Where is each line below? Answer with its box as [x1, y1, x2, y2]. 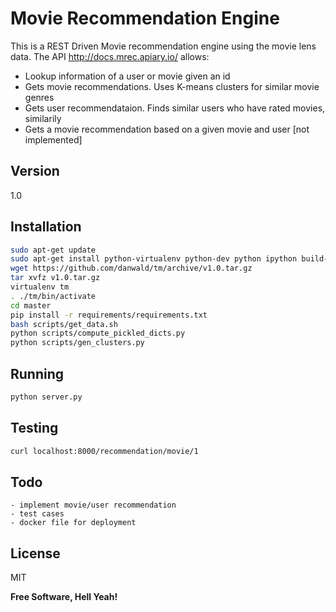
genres [24, 91, 55, 103]
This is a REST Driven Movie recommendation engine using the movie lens [10, 40, 317, 52]
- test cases [10, 509, 65, 519]
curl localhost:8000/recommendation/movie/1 [10, 446, 199, 456]
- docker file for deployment [10, 518, 137, 528]
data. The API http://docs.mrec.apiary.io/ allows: [10, 50, 210, 62]
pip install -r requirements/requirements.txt [10, 310, 208, 320]
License [10, 545, 61, 562]
